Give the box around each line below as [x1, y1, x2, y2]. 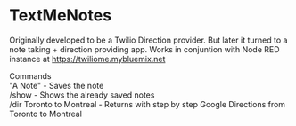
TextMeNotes [9, 5, 112, 26]
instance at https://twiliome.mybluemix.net [9, 53, 166, 64]
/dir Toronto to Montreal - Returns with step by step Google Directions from [9, 98, 286, 109]
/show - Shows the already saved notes [9, 90, 155, 100]
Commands [9, 70, 52, 81]
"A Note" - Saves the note [9, 80, 104, 91]
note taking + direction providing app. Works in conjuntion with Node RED [9, 43, 280, 54]
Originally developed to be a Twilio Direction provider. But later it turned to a [9, 35, 288, 45]
